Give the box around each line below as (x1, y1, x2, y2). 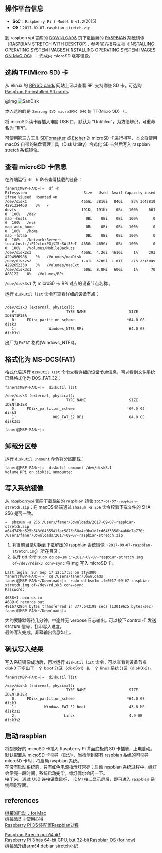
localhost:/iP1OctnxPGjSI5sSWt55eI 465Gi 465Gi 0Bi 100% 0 (5, 241, 156, 247)
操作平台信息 (5, 4, 44, 13)
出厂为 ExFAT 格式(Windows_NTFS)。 (5, 340, 79, 346)
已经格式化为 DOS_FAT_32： (5, 375, 62, 381)
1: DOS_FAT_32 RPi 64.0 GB (11, 415, 145, 420)
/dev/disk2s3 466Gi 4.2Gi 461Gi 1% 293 (5, 250, 156, 255)
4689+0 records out (5, 599, 45, 605)
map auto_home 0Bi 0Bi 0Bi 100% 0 (5, 224, 156, 230)
